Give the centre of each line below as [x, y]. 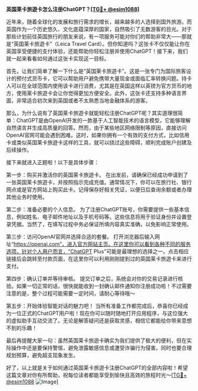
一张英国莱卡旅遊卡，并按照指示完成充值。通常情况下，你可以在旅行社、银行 [99, 182]
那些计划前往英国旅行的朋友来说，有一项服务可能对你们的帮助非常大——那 [96, 37]
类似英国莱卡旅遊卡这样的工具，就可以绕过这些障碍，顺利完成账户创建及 [104, 143]
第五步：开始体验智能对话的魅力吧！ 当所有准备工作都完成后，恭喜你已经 [95, 306]
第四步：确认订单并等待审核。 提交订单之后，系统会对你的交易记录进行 [92, 279]
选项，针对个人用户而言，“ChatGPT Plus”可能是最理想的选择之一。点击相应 [98, 251]
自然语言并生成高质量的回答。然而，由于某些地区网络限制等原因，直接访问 [96, 128]
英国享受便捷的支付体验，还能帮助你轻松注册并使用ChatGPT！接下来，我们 [97, 51]
